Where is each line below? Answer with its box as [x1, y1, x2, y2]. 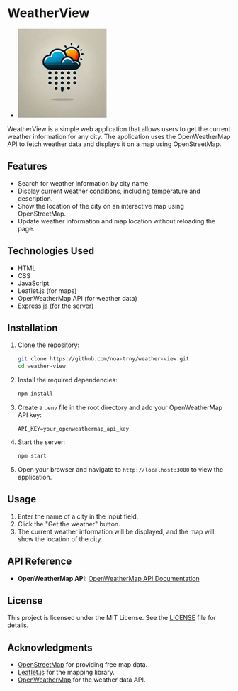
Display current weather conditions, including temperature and [17, 187, 200, 195]
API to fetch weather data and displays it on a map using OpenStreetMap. [7, 140, 222, 148]
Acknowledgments [7, 641, 93, 653]
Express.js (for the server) [17, 302, 94, 310]
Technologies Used [7, 245, 94, 257]
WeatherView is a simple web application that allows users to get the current [7, 124, 231, 133]
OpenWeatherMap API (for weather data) [17, 294, 137, 302]
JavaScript [17, 279, 50, 287]
